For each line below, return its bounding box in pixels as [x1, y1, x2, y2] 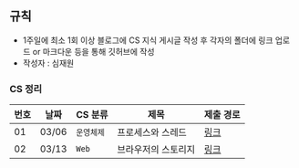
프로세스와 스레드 [117, 126, 187, 139]
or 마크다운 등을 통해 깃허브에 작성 [32, 46, 155, 57]
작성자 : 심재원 [22, 58, 75, 68]
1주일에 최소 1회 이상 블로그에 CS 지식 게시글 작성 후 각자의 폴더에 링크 [22, 35, 273, 46]
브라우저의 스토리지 [117, 143, 196, 156]
